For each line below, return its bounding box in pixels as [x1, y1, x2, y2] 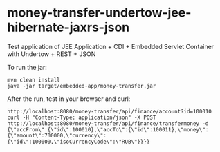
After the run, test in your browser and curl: [7, 95, 131, 103]
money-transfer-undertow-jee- [7, 5, 192, 21]
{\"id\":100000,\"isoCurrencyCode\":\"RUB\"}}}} [7, 138, 150, 145]
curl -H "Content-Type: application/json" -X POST [7, 114, 156, 121]
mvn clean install [7, 76, 60, 84]
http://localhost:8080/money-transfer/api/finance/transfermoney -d [7, 120, 209, 127]
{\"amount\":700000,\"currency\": [7, 132, 107, 139]
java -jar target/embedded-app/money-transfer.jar [7, 82, 156, 89]
